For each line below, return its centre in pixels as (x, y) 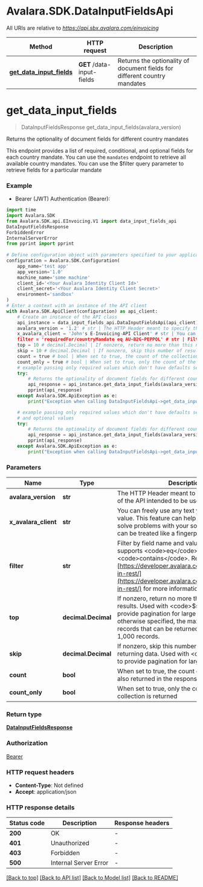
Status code (27, 823)
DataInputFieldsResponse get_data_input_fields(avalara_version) (101, 127)
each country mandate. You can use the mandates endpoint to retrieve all (96, 157)
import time (21, 210)
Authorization (27, 743)
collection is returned (147, 696)
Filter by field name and (150, 543)
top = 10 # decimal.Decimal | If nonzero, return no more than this (105, 345)
